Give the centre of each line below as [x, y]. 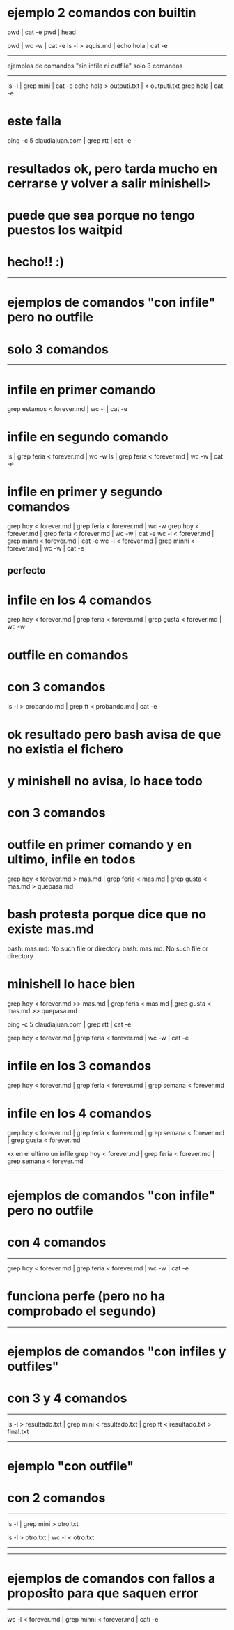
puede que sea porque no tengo [101, 216]
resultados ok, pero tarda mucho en [112, 169]
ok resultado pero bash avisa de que [114, 734]
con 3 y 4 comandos [67, 1398]
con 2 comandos [56, 1498]
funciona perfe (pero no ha [86, 1297]
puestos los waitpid [65, 230]
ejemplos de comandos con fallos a [111, 1579]
